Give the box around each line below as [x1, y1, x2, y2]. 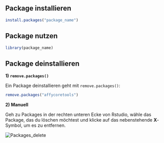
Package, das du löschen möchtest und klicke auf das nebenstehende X [5, 117, 157, 123]
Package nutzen [5, 32, 58, 40]
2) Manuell [5, 102, 29, 108]
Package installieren [5, 4, 71, 13]
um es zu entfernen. [23, 122, 66, 129]
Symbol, [5, 122, 23, 129]
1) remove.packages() [5, 73, 49, 79]
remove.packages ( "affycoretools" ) [5, 93, 79, 98]
